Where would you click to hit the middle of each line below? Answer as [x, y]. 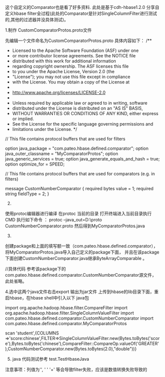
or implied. [23, 119]
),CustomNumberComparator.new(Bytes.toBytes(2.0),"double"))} [71, 349]
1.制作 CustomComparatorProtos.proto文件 [49, 30]
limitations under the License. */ [45, 129]
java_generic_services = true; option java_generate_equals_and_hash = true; [82, 159]
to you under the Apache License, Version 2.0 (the [63, 71]
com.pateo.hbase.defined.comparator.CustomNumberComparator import [79, 318]
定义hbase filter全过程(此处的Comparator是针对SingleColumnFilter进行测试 [81, 13]
